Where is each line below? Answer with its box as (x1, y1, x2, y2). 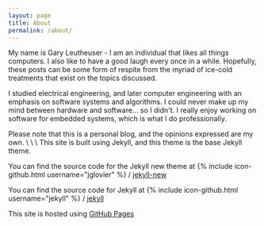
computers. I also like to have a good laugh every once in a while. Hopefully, (8, 56, 257, 66)
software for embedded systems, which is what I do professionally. (8, 114, 228, 124)
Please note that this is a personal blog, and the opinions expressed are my (8, 129, 254, 139)
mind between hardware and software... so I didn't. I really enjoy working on (8, 105, 257, 115)
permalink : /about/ (8, 26, 73, 34)
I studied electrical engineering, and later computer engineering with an (8, 89, 243, 98)
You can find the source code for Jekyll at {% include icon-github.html (8, 186, 239, 195)
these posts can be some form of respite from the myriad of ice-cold (8, 65, 232, 75)
